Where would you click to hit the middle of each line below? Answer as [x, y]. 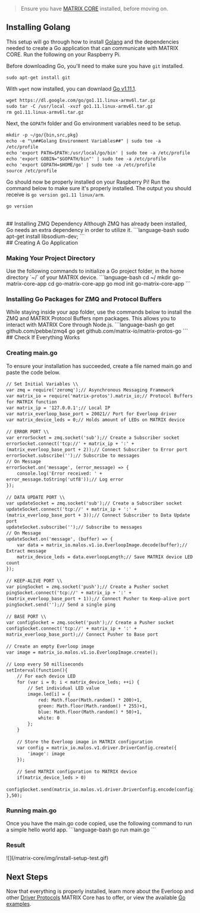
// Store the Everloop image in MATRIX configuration [85, 742]
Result [16, 845]
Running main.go [32, 810]
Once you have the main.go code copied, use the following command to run [99, 823]
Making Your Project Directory [51, 258]
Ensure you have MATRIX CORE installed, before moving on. [94, 9]
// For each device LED [46, 676]
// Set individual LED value [64, 688]
